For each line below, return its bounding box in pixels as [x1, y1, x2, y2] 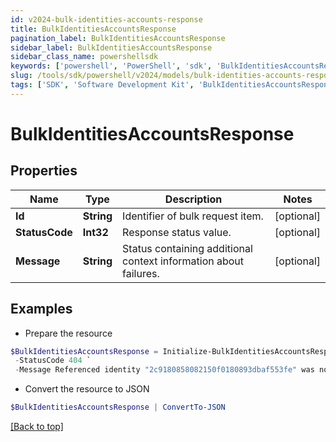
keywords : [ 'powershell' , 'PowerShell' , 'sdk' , [10, 61, 213, 71]
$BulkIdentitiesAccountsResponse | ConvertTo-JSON [10, 402, 226, 413]
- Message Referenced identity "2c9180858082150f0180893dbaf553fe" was [14, 365, 315, 375]
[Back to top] [10, 421, 64, 433]
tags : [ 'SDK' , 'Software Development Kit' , [10, 80, 195, 90]
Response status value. [122, 225, 232, 239]
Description [164, 192, 223, 206]
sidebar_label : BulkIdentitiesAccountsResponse [10, 42, 213, 53]
